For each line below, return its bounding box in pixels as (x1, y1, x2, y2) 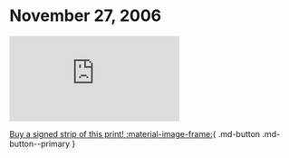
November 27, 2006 (9, 5, 162, 26)
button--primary (9, 138, 71, 149)
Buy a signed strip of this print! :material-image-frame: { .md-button (9, 128, 261, 139)
